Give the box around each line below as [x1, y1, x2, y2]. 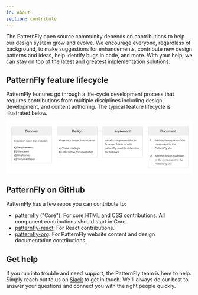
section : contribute [6, 15, 57, 22]
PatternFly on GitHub [6, 184, 85, 194]
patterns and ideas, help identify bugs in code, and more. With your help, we [6, 51, 193, 59]
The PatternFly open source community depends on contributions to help [6, 33, 185, 40]
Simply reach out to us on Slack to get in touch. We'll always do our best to [6, 276, 189, 283]
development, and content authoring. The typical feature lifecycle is [6, 103, 171, 111]
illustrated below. [6, 109, 48, 116]
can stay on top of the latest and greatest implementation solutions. [6, 58, 170, 65]
